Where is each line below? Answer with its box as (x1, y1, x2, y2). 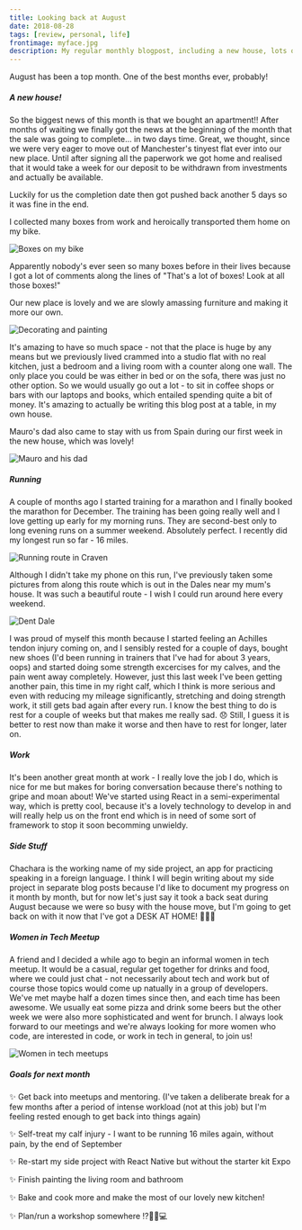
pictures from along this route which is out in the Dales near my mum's (9, 579, 271, 590)
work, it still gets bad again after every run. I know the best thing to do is (9, 700, 277, 711)
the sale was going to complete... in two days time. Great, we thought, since (9, 134, 290, 145)
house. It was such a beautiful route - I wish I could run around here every (9, 588, 283, 599)
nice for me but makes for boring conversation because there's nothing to (9, 782, 283, 793)
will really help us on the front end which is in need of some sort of (9, 811, 257, 821)
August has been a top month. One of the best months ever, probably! (9, 71, 269, 82)
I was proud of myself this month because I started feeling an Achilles (9, 633, 268, 644)
